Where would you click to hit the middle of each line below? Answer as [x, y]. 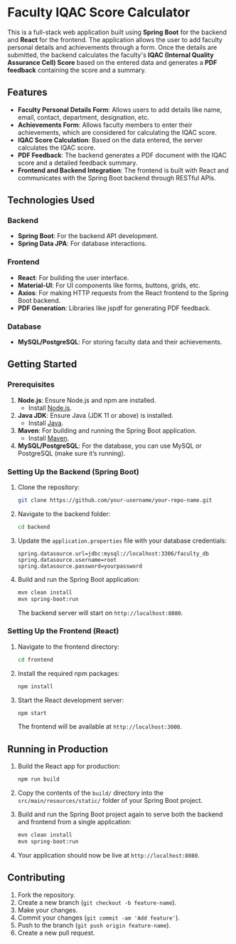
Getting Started [42, 364]
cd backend [34, 527]
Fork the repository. [47, 895]
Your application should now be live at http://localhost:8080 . [109, 855]
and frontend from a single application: [74, 822]
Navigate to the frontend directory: [68, 647]
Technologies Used [51, 200]
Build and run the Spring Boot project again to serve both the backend [120, 814]
